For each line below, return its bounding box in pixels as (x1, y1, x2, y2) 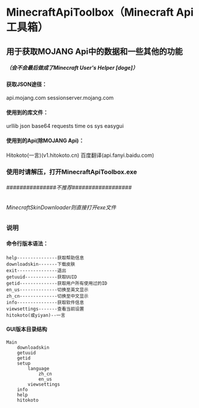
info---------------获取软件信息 (6, 299, 85, 305)
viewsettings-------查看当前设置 (6, 306, 85, 312)
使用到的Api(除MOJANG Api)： (6, 136, 85, 144)
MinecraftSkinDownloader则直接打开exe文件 (6, 204, 117, 211)
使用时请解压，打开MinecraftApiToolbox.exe (6, 168, 137, 176)
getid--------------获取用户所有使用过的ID (6, 280, 108, 286)
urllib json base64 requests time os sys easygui (6, 123, 124, 130)
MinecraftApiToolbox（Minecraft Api (6, 5, 194, 19)
